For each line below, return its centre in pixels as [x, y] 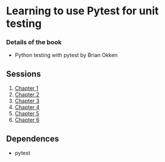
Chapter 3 [27, 101]
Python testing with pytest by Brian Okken [66, 55]
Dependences [33, 138]
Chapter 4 [27, 107]
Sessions [24, 74]
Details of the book [34, 42]
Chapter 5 [27, 114]
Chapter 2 [27, 95]
